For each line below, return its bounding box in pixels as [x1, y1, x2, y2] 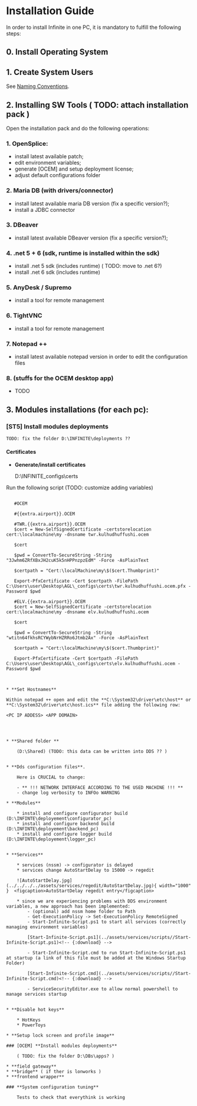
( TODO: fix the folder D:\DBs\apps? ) [17, 1053, 115, 1059]
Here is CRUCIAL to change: [17, 774, 86, 780]
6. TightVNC [6, 312, 42, 320]
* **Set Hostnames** [6, 686, 57, 693]
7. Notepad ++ [6, 339, 47, 348]
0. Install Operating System [6, 47, 109, 57]
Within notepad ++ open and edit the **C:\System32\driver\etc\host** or [6, 697, 192, 703]
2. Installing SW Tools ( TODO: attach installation [6, 100, 189, 110]
